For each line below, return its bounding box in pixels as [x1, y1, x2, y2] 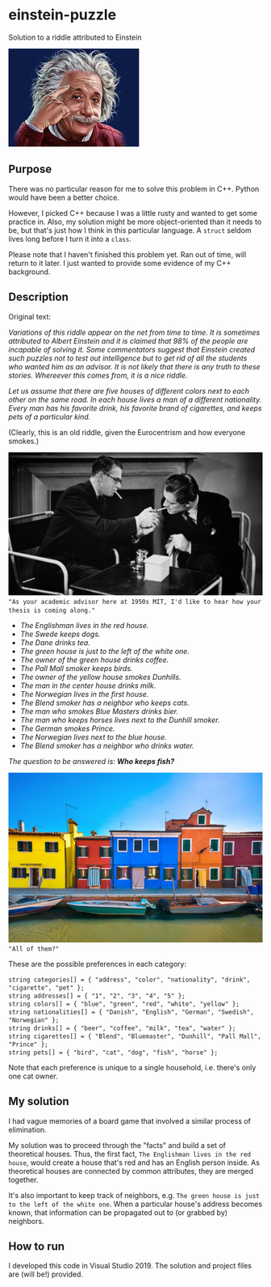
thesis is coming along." [8, 606, 95, 615]
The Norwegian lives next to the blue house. [19, 732, 168, 742]
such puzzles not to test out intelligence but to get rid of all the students [8, 353, 248, 363]
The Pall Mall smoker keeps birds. [19, 664, 133, 673]
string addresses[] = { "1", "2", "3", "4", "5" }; [8, 992, 186, 1000]
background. [8, 267, 51, 276]
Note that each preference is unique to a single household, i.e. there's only [8, 1062, 256, 1072]
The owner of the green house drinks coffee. [19, 655, 169, 665]
